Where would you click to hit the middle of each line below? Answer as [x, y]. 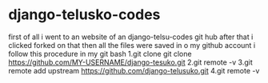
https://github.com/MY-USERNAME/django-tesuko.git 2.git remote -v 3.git [131, 62]
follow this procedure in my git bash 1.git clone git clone [100, 53]
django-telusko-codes [84, 15]
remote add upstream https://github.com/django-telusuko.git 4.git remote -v [134, 70]
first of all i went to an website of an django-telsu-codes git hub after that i [131, 37]
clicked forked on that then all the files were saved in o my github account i [132, 45]
